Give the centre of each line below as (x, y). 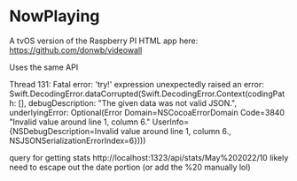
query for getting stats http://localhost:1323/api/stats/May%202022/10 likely (149, 157)
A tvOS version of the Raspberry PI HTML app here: (104, 41)
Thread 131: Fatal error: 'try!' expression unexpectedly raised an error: (137, 84)
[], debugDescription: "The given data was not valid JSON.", (128, 102)
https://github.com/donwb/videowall (76, 49)
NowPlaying (55, 16)
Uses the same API (44, 67)
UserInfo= (170, 122)
